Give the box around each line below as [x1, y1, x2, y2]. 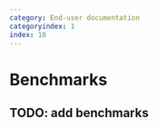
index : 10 [9, 30, 47, 39]
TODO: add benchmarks [9, 105, 149, 121]
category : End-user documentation [9, 13, 141, 23]
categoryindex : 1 [9, 22, 75, 31]
